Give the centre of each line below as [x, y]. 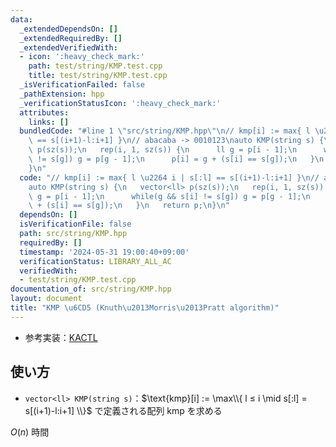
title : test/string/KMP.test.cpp [98, 76]
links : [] [49, 122]
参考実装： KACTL [61, 337]
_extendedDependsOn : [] [68, 29]
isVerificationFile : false [75, 224]
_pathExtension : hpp [62, 94]
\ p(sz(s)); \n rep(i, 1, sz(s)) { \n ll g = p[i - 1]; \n [163, 150]
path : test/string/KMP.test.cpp [95, 66]
